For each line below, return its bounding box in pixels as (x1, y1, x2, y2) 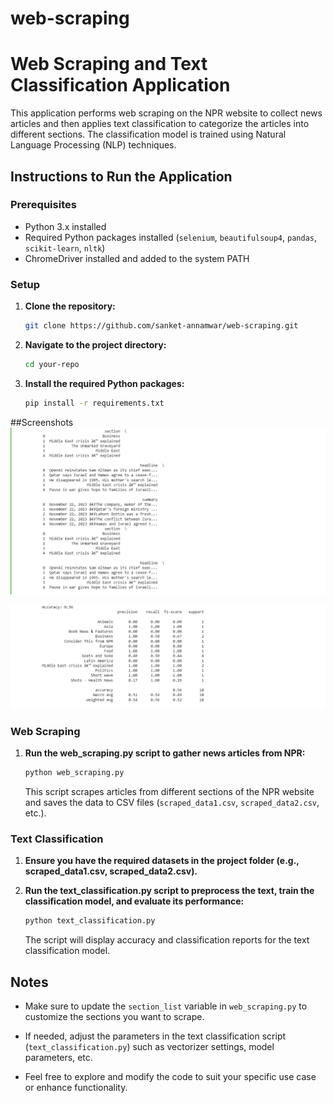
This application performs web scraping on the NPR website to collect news (10, 107, 323, 119)
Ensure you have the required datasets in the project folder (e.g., (24, 855, 300, 867)
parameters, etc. (24, 1052, 93, 1064)
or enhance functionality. (24, 1082, 128, 1094)
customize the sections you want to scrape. (24, 1011, 205, 1023)
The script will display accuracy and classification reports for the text (24, 934, 310, 946)
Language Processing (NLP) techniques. (10, 139, 177, 151)
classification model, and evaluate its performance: (24, 895, 245, 907)
